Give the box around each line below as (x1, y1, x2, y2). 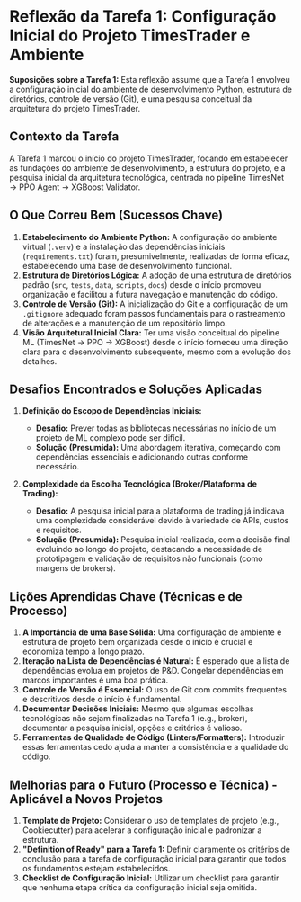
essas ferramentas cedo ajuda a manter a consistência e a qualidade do (22, 742, 289, 753)
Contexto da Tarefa (9, 129, 120, 145)
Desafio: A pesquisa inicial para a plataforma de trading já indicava (35, 505, 285, 516)
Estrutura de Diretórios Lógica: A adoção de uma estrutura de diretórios (22, 270, 292, 281)
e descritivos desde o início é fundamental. (22, 694, 182, 705)
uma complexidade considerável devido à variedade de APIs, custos (35, 515, 289, 526)
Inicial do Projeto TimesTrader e (9, 25, 251, 46)
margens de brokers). (35, 563, 117, 574)
